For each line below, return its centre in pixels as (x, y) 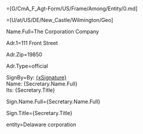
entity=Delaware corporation (41, 125)
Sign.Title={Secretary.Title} (39, 113)
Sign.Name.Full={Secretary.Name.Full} (53, 101)
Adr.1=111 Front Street (32, 43)
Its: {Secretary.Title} (31, 90)
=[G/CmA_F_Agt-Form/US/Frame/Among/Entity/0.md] (72, 9)
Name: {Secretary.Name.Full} (42, 84)
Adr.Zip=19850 (24, 55)
